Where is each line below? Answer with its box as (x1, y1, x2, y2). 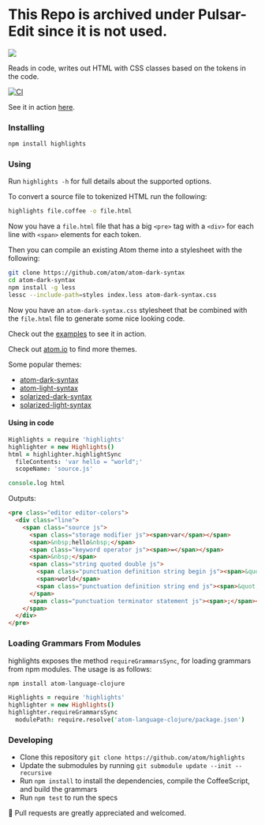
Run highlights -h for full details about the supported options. (8, 176, 211, 186)
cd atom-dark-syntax (8, 277, 77, 284)
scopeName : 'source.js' (15, 465, 93, 473)
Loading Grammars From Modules (8, 638, 141, 649)
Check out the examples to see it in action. (8, 329, 147, 338)
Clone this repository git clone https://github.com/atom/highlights (19, 752, 245, 762)
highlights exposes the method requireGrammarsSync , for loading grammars (8, 656, 252, 665)
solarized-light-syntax (19, 400, 92, 409)
